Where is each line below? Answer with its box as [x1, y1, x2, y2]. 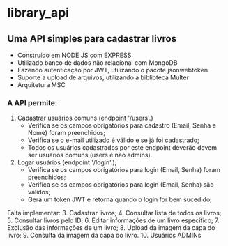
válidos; [27, 188, 51, 197]
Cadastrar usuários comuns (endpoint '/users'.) [17, 114, 153, 123]
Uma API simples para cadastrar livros [7, 33, 176, 45]
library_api [7, 5, 70, 21]
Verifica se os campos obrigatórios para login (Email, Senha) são [27, 180, 214, 189]
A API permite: [7, 98, 58, 107]
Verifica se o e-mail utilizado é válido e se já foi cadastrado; [27, 136, 200, 144]
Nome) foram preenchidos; [27, 129, 106, 137]
